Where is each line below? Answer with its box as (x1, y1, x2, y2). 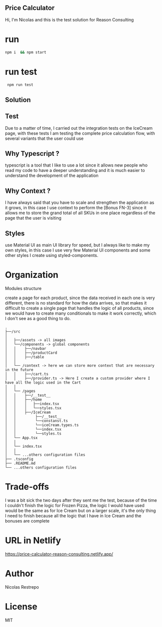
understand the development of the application (5, 172, 99, 179)
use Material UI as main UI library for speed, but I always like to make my (5, 242, 150, 248)
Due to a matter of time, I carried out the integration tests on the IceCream (5, 125, 153, 131)
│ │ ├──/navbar (5, 346, 47, 351)
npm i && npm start (5, 50, 47, 55)
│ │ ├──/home (5, 397, 42, 402)
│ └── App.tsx (5, 436, 38, 441)
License (5, 601, 38, 612)
